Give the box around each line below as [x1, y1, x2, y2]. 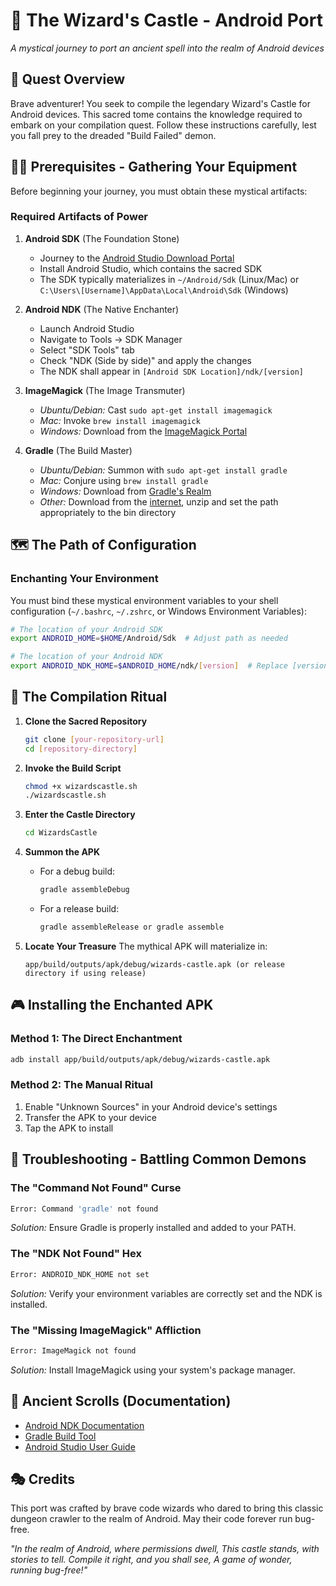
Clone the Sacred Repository [24, 715, 148, 727]
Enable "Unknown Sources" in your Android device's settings [24, 1100, 278, 1113]
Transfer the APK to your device [24, 1111, 158, 1123]
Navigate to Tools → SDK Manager [39, 333, 183, 345]
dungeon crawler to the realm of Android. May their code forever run [10, 1513, 293, 1525]
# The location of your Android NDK [10, 652, 163, 662]
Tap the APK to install [24, 1122, 114, 1134]
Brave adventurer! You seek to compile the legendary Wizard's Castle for [10, 97, 312, 109]
